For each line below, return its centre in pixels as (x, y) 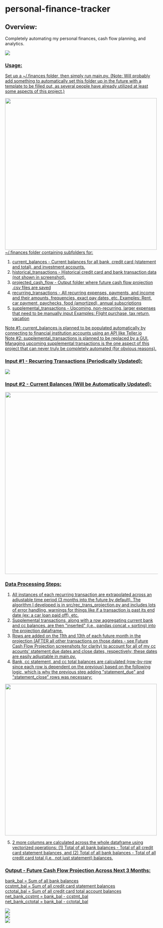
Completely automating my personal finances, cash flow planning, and (75, 38)
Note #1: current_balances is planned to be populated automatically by (75, 328)
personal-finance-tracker (58, 9)
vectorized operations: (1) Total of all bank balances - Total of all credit (83, 847)
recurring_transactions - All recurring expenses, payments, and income (83, 293)
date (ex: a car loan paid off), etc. (45, 615)
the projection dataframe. (37, 631)
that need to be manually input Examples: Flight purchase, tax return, (81, 314)
